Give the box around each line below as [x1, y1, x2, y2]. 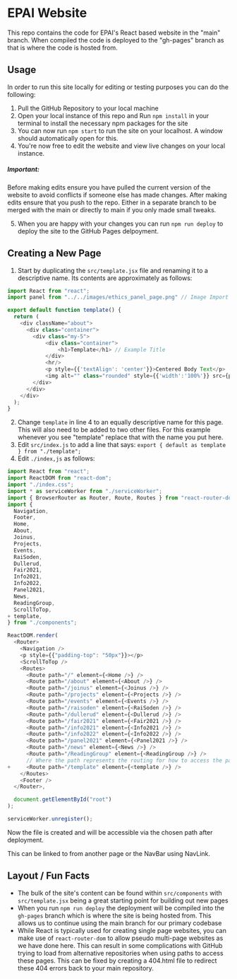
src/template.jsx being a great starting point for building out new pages [17, 896, 229, 905]
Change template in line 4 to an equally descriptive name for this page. [17, 418, 224, 427]
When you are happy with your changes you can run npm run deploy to [17, 219, 224, 228]
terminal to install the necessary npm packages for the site [17, 119, 188, 127]
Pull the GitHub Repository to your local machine [17, 104, 159, 112]
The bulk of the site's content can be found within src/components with [17, 888, 222, 897]
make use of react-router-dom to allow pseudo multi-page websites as [17, 934, 224, 942]
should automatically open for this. [17, 134, 119, 142]
